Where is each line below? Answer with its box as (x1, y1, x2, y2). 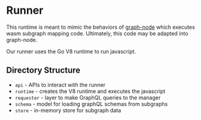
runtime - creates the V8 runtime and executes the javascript (14, 88, 166, 95)
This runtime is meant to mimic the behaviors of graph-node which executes (6, 23, 195, 31)
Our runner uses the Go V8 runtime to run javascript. (6, 47, 136, 55)
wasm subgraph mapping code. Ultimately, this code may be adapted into (6, 29, 189, 37)
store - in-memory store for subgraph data (14, 106, 121, 114)
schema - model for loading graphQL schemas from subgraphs (14, 100, 168, 107)
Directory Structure (6, 65, 81, 76)
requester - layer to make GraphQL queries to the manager (14, 94, 161, 101)
